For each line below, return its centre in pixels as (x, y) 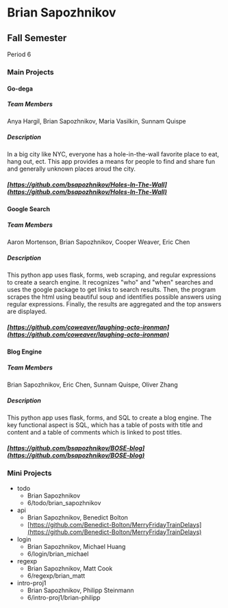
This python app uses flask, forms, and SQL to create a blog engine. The (110, 418)
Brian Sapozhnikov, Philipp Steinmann (81, 590)
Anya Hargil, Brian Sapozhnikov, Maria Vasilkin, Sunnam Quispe (97, 121)
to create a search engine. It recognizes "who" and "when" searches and (110, 282)
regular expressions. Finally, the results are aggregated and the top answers (114, 304)
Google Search (29, 209)
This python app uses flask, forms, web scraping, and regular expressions (112, 275)
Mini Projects (29, 473)
